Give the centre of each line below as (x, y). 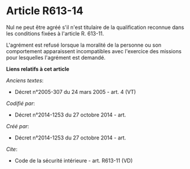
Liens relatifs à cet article (38, 69)
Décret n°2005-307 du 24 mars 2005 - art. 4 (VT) (75, 92)
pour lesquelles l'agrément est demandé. (56, 57)
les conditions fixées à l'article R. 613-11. (55, 33)
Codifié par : (21, 103)
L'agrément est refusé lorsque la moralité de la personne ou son (84, 45)
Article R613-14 (45, 11)
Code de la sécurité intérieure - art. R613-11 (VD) (73, 160)
